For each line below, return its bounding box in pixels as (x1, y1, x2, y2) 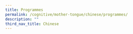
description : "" (5, 16, 39, 21)
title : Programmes (5, 7, 43, 12)
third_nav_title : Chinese (5, 21, 59, 26)
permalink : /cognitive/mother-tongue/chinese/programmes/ (5, 12, 128, 17)
